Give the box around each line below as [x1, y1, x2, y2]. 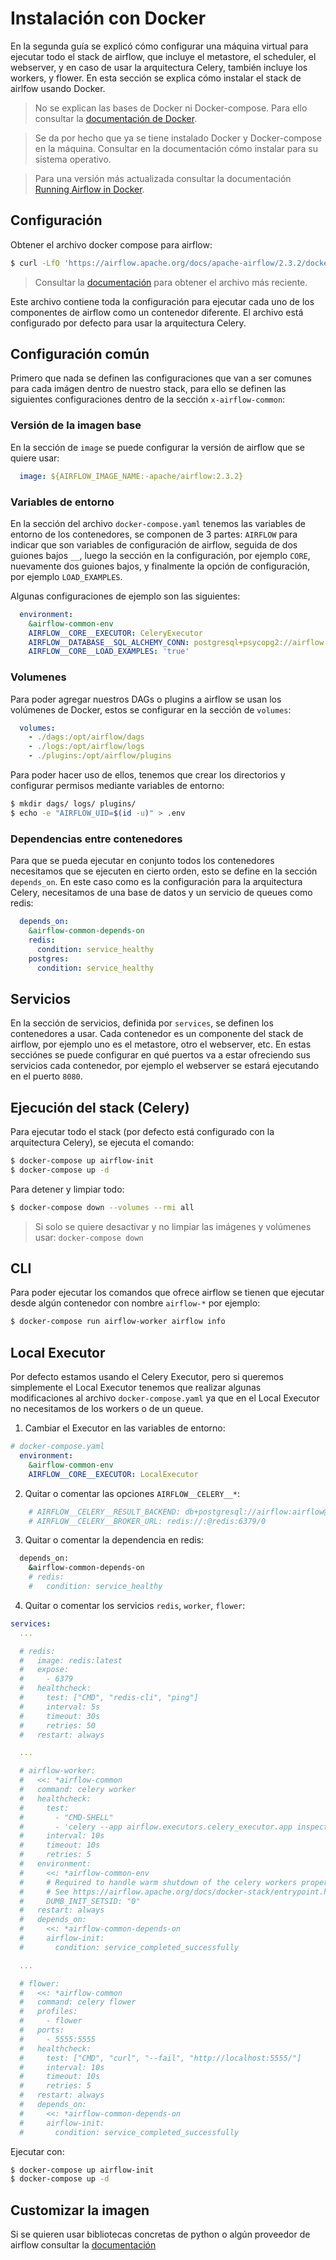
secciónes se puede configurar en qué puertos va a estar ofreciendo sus [10, 1049, 311, 1061]
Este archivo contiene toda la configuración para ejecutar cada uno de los [10, 295, 315, 307]
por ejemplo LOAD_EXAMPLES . [10, 570, 123, 582]
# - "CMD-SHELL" [19, 1812, 114, 1822]
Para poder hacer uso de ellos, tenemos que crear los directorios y [10, 769, 286, 781]
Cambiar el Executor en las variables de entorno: [24, 1422, 226, 1434]
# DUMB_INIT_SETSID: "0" [19, 1896, 141, 1906]
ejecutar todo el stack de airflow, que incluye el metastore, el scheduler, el [10, 50, 317, 62]
